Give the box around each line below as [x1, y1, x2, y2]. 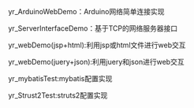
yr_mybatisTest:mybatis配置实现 [8, 74, 113, 83]
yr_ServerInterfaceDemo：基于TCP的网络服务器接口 [8, 24, 178, 33]
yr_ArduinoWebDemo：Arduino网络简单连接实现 [8, 7, 165, 16]
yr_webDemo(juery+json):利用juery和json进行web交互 [8, 58, 185, 66]
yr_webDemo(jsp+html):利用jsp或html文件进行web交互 [8, 40, 186, 50]
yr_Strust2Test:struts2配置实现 [8, 91, 108, 100]
